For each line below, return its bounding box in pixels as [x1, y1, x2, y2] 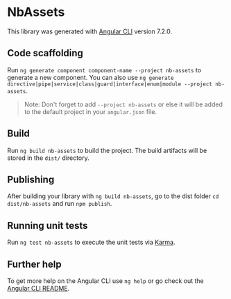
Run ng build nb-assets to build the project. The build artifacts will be [7, 146, 207, 154]
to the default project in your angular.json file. [24, 107, 157, 115]
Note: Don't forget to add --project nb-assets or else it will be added [24, 100, 223, 108]
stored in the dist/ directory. [7, 154, 90, 162]
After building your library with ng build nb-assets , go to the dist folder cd [7, 192, 219, 200]
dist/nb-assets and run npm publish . [7, 200, 112, 208]
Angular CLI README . [7, 284, 70, 292]
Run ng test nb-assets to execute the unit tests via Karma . [7, 238, 176, 247]
